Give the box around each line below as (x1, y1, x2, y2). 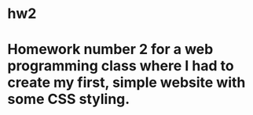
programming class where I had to (7, 57, 234, 75)
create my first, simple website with (7, 74, 246, 92)
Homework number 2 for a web (7, 41, 214, 59)
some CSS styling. (7, 91, 130, 108)
